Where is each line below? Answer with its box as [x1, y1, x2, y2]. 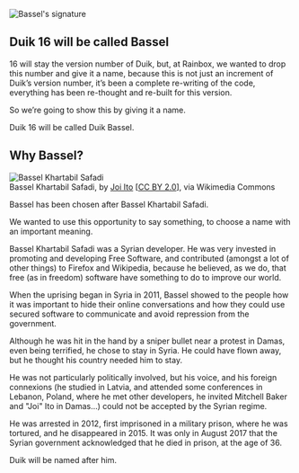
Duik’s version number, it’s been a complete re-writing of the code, [9, 77, 256, 88]
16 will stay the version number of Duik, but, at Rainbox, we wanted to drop [9, 58, 286, 69]
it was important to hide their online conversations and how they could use [9, 299, 286, 309]
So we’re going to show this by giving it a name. [9, 104, 186, 115]
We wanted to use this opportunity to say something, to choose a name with [9, 216, 291, 227]
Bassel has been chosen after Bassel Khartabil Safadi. [9, 199, 209, 210]
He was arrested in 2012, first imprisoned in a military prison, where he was [9, 418, 289, 429]
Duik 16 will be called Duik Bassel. [9, 121, 135, 132]
